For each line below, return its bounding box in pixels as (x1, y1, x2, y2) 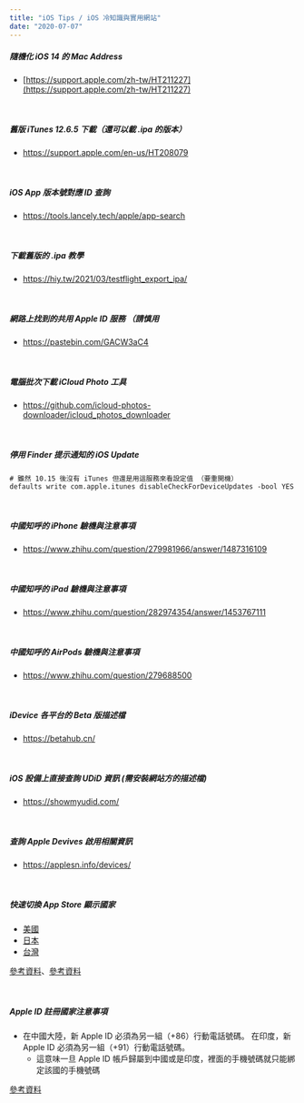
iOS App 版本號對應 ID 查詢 (9, 187, 111, 198)
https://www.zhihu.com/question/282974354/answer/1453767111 (22, 607, 266, 618)
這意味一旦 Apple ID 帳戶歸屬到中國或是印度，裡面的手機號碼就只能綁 (35, 1053, 296, 1065)
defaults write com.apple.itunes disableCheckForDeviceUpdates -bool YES (9, 482, 295, 491)
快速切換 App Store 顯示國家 (9, 898, 116, 910)
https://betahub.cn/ (22, 734, 96, 744)
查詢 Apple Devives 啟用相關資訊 (9, 835, 133, 846)
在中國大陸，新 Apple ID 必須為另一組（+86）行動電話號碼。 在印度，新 (22, 1030, 292, 1042)
